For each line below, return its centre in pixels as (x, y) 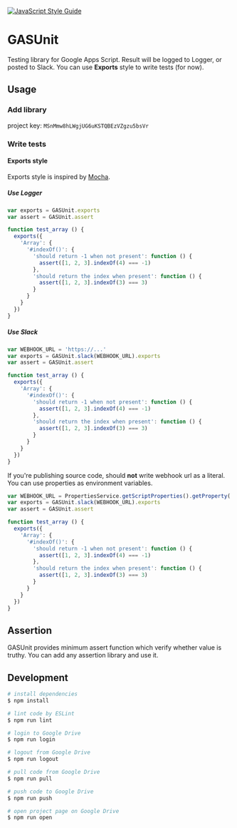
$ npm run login (31, 740)
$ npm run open (30, 818)
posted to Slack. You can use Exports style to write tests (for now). (106, 67)
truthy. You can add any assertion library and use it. (83, 655)
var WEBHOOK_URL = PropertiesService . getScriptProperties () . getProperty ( (119, 496)
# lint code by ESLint (41, 713)
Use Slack (22, 332)
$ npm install (28, 700)
